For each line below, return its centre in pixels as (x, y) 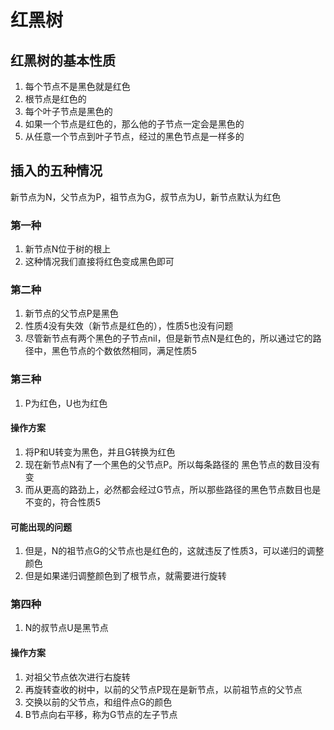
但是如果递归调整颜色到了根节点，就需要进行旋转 (125, 576)
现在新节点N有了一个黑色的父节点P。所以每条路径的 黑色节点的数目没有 (172, 464)
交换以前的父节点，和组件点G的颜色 (98, 702)
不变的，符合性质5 (63, 502)
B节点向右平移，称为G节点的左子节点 (101, 714)
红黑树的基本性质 (63, 60)
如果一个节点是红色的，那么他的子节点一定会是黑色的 (134, 124)
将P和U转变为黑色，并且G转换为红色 (100, 452)
